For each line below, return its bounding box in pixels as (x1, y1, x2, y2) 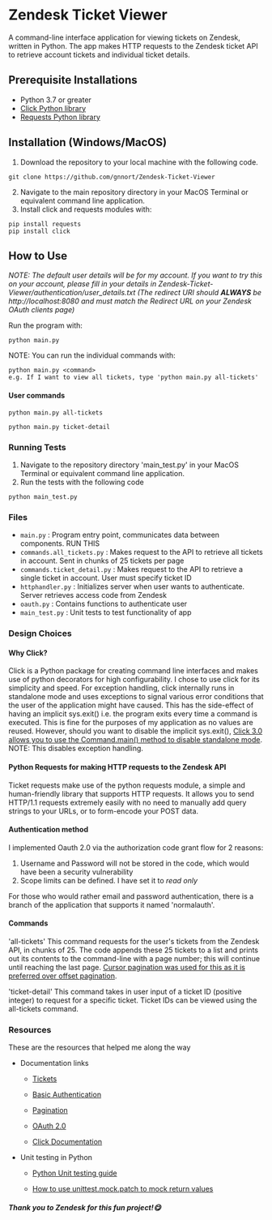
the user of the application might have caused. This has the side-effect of (8, 700, 254, 711)
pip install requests (8, 220, 82, 228)
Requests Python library (19, 112, 101, 122)
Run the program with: (8, 320, 83, 330)
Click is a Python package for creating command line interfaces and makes (8, 666, 259, 676)
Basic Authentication (32, 1089, 102, 1100)
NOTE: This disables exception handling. (8, 744, 144, 754)
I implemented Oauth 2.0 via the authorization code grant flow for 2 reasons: (8, 842, 264, 853)
